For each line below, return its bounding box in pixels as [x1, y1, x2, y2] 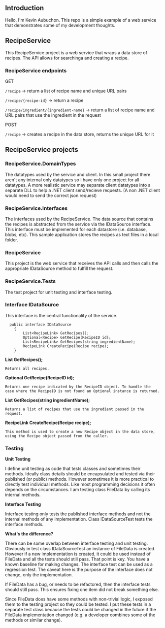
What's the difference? [5, 531, 53, 537]
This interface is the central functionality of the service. [5, 312, 118, 318]
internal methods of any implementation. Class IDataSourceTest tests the [5, 516, 153, 522]
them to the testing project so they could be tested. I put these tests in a [5, 601, 151, 607]
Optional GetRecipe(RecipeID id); [5, 374, 75, 381]
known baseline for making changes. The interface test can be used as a [5, 562, 153, 567]
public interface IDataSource [9, 322, 71, 327]
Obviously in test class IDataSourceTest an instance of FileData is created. [5, 546, 156, 552]
